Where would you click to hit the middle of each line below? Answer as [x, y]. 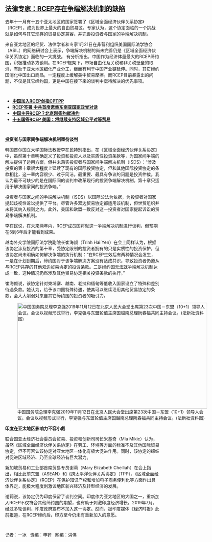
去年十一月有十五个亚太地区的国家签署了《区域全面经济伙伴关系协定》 [75, 22]
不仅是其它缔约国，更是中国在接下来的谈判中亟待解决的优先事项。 [80, 81]
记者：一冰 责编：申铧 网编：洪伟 [41, 535]
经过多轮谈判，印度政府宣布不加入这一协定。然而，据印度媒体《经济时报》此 [82, 509]
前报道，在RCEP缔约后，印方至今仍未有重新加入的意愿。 [62, 515]
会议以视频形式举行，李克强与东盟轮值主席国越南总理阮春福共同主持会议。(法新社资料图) [115, 418]
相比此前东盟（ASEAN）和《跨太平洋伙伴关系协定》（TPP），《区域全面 [84, 474]
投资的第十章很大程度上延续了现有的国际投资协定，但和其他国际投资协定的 [80, 168]
